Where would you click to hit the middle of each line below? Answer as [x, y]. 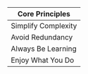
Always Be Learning [44, 49]
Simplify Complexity [44, 26]
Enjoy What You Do [43, 60]
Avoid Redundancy [42, 37]
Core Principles [44, 14]
